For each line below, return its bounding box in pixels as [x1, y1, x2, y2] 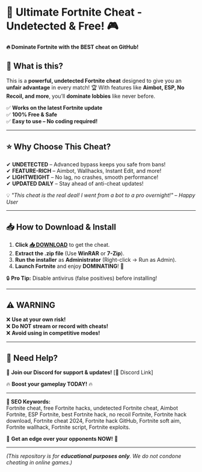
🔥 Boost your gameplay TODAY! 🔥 [6, 381, 93, 387]
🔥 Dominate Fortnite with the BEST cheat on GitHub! [6, 43, 139, 50]
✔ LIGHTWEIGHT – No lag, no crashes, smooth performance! [6, 174, 159, 181]
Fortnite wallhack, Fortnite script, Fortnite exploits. [6, 423, 130, 431]
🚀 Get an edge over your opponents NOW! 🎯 [6, 435, 118, 442]
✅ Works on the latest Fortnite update [6, 104, 103, 111]
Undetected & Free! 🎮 [6, 19, 119, 33]
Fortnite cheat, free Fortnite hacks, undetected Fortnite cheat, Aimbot [6, 405, 179, 411]
